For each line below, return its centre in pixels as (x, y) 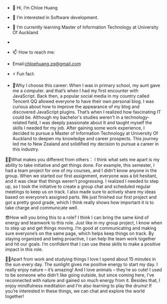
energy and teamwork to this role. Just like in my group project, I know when (84, 223)
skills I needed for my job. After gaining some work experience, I (79, 128)
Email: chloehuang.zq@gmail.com (47, 64)
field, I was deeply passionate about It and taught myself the (90, 122)
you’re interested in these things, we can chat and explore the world (75, 291)
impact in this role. (24, 249)
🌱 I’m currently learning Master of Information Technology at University (85, 27)
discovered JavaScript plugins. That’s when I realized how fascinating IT (86, 112)
